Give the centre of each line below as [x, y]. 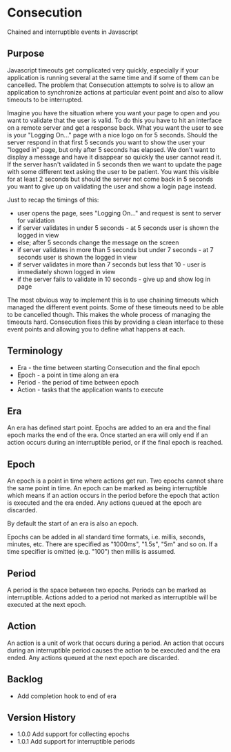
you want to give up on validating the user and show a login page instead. [112, 186]
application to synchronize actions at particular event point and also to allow [115, 92]
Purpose [26, 54]
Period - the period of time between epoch [78, 382]
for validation [36, 220]
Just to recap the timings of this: [53, 200]
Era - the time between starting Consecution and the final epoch [108, 367]
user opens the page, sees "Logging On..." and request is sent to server [119, 213]
